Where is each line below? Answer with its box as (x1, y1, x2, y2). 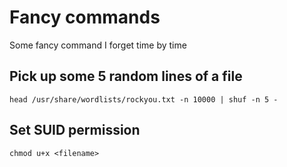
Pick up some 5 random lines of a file (9, 68, 243, 85)
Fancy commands (9, 6, 161, 29)
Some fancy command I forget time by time (9, 39, 187, 51)
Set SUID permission (9, 122, 141, 139)
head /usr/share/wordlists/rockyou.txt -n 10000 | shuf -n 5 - (9, 94, 279, 105)
